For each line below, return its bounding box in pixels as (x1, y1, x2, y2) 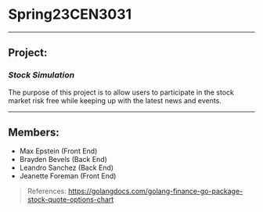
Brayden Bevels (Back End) (19, 155, 108, 164)
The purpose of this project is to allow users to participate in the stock (8, 88, 235, 97)
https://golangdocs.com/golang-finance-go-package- (67, 186, 243, 196)
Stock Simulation (8, 70, 75, 81)
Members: (8, 126, 60, 139)
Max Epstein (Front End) (19, 146, 98, 156)
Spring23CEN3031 (8, 5, 132, 23)
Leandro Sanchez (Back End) (19, 163, 114, 173)
